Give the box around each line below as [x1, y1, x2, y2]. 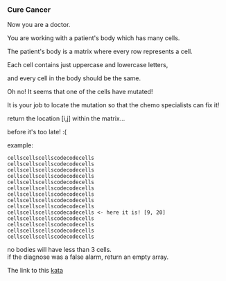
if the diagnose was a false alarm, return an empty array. [7, 253, 169, 261]
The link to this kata [7, 266, 64, 275]
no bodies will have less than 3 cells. [7, 246, 112, 254]
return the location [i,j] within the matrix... [7, 114, 125, 123]
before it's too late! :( [7, 128, 67, 136]
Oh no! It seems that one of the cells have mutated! [7, 88, 153, 96]
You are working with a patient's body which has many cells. [7, 34, 180, 42]
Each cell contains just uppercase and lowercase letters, [7, 61, 168, 69]
